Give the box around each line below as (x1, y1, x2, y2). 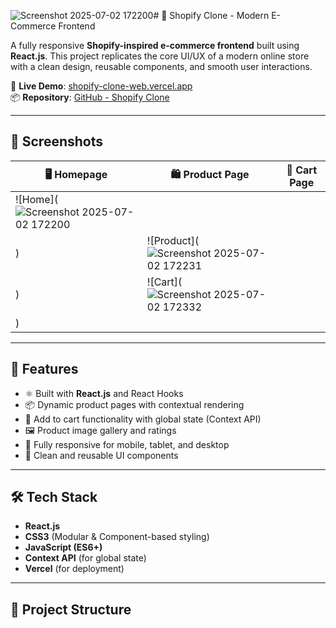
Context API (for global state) (24, 552, 147, 564)
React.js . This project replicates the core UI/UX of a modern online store (10, 50, 310, 62)
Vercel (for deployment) (24, 563, 125, 575)
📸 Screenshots (10, 133, 104, 150)
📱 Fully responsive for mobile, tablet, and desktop (24, 438, 230, 450)
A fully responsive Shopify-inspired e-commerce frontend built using (10, 40, 300, 51)
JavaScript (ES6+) (24, 541, 103, 554)
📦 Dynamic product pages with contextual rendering (24, 398, 245, 410)
